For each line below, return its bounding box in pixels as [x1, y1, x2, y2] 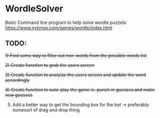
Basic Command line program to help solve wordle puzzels [5, 19, 126, 25]
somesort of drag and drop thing [12, 107, 80, 113]
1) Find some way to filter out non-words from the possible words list [5, 52, 147, 58]
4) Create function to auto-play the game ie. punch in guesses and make [5, 87, 155, 93]
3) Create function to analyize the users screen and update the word [5, 72, 146, 78]
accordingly [5, 77, 30, 83]
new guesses [5, 92, 32, 98]
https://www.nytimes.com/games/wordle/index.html [5, 24, 112, 30]
